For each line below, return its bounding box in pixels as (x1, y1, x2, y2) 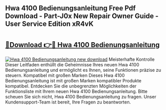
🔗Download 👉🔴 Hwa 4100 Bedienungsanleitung (5, 40, 160, 49)
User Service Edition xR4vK (5, 20, 94, 28)
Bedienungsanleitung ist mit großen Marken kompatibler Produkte (5, 78, 142, 83)
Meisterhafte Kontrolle (109, 56, 155, 62)
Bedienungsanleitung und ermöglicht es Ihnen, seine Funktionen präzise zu (5, 67, 161, 73)
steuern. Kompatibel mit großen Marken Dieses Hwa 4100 (5, 72, 125, 78)
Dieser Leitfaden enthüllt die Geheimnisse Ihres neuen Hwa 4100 (5, 62, 139, 67)
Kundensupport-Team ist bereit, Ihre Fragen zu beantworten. (5, 99, 131, 105)
